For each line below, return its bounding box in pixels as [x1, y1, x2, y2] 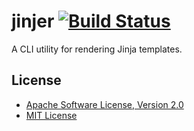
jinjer [11, 10, 55, 33]
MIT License [25, 109, 78, 121]
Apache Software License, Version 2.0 [25, 98, 184, 110]
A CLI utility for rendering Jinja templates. [11, 43, 183, 55]
